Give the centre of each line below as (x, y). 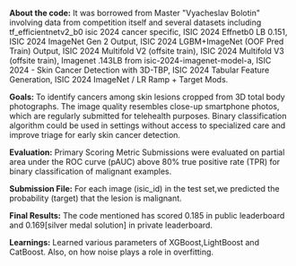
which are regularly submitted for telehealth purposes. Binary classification (148, 116)
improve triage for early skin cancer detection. (95, 135)
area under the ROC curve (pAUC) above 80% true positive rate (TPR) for (145, 162)
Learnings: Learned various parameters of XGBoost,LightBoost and (135, 242)
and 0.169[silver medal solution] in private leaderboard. (111, 225)
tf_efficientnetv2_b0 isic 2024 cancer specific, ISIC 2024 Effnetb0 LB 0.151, (148, 32)
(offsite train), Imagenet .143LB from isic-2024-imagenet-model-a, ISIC (140, 60)
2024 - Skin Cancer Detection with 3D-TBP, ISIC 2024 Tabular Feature (139, 70)
